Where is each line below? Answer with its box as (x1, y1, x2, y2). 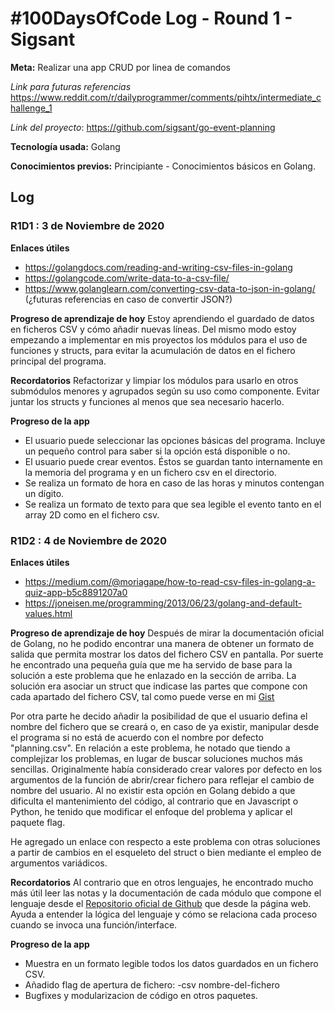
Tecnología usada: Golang (10, 140, 121, 152)
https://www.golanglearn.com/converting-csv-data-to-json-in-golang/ (24, 282, 316, 294)
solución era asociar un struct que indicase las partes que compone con (10, 680, 308, 692)
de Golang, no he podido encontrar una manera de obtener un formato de (10, 637, 315, 649)
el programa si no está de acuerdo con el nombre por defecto (10, 731, 264, 743)
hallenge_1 (10, 102, 53, 114)
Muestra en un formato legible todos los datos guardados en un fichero (24, 957, 319, 969)
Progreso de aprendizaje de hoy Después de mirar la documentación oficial (10, 627, 325, 639)
